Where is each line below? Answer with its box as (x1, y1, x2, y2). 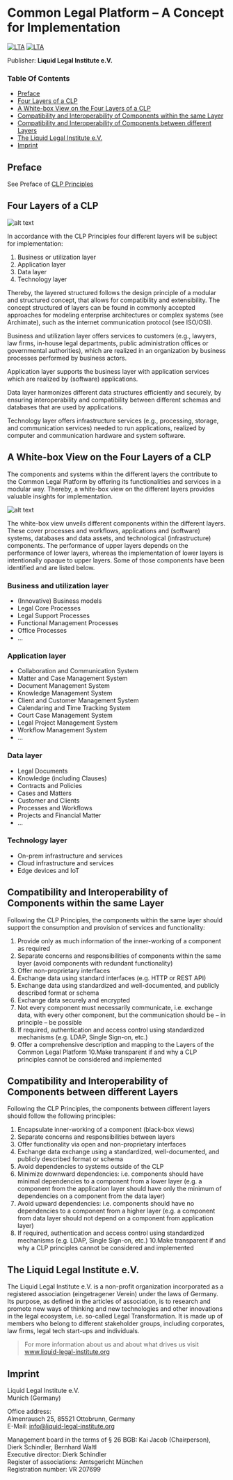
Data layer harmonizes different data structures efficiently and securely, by (7, 388, 222, 396)
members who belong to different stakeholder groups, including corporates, (7, 1319, 225, 1328)
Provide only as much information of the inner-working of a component (17, 936, 221, 945)
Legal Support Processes (17, 611, 90, 620)
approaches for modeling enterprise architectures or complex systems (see (7, 310, 224, 319)
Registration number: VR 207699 (7, 1465, 101, 1474)
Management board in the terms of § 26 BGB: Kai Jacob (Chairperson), (7, 1435, 211, 1444)
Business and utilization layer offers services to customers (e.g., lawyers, (7, 331, 217, 340)
